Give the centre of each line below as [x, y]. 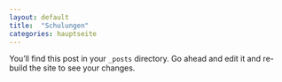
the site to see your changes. [82, 68]
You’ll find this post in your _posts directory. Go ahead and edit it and [135, 59]
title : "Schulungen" [49, 26]
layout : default [39, 17]
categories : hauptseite [53, 34]
